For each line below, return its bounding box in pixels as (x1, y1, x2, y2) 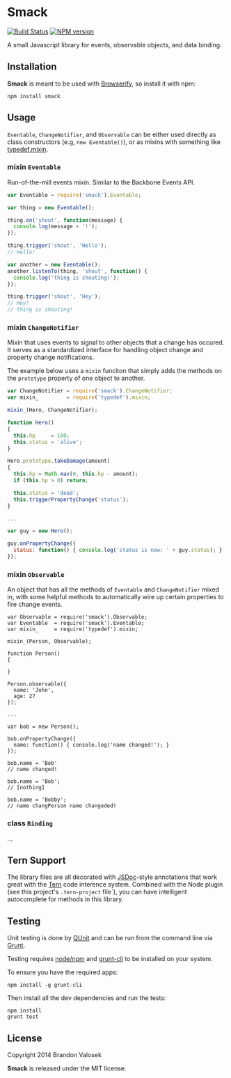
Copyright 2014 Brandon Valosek (7, 1050, 102, 1059)
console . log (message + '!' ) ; (13, 223, 98, 230)
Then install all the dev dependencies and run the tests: (7, 994, 166, 1002)
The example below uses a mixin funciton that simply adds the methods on (7, 367, 223, 375)
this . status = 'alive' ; (13, 438, 82, 445)
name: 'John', (13, 687, 54, 694)
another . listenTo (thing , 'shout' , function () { (7, 267, 148, 275)
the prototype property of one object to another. (7, 374, 145, 383)
